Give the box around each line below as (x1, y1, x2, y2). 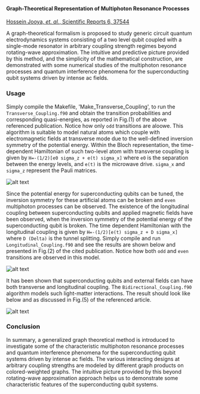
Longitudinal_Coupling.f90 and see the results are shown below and (6, 240, 176, 248)
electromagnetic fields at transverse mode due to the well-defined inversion (6, 135, 193, 142)
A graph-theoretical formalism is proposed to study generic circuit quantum (6, 30, 192, 37)
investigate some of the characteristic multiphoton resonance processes (6, 342, 184, 350)
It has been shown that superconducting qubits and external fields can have (6, 276, 193, 284)
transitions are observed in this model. (6, 254, 100, 261)
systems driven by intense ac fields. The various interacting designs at (6, 355, 180, 362)
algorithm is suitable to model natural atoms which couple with (6, 128, 160, 136)
